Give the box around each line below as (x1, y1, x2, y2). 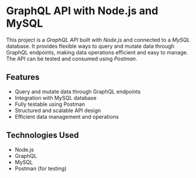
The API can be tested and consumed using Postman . (6, 55, 137, 62)
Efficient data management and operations (14, 113, 119, 120)
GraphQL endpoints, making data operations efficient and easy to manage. (6, 48, 188, 56)
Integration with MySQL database (14, 94, 97, 101)
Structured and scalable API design (14, 106, 101, 114)
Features (6, 72, 40, 82)
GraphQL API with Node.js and (6, 4, 159, 18)
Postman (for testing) (14, 164, 67, 172)
